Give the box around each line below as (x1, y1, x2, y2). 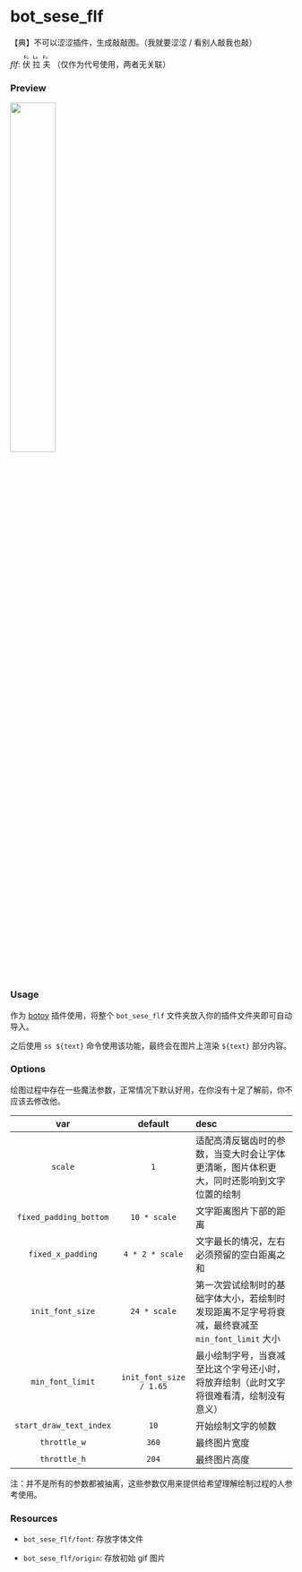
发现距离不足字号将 (195, 1305, 277, 1318)
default (137, 1117, 169, 1130)
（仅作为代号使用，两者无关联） (52, 58, 171, 69)
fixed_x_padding (28, 1249, 98, 1259)
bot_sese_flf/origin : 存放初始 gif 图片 (22, 1552, 166, 1564)
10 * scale (130, 1212, 177, 1222)
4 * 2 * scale (123, 1249, 184, 1259)
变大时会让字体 (222, 1147, 286, 1160)
